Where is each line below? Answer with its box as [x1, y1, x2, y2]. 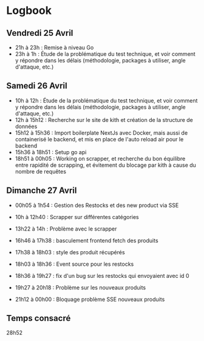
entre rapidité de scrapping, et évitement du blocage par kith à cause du [15, 161, 196, 169]
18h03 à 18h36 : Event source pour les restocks [15, 260, 134, 268]
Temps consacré [6, 313, 71, 323]
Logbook [6, 4, 52, 18]
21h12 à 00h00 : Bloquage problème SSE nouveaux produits [15, 295, 165, 303]
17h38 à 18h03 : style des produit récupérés [15, 248, 126, 255]
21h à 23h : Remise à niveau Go [15, 44, 94, 51]
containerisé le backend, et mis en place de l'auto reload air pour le [15, 135, 184, 143]
